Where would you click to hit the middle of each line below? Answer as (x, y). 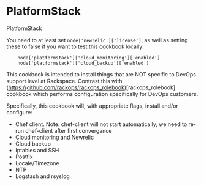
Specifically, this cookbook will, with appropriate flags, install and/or (93, 106)
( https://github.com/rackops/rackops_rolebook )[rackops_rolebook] (91, 87)
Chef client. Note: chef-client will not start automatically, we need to (101, 124)
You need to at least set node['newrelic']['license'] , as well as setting (97, 40)
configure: (19, 112)
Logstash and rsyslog (43, 176)
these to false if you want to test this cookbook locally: (75, 46)
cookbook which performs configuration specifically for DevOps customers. (102, 94)
